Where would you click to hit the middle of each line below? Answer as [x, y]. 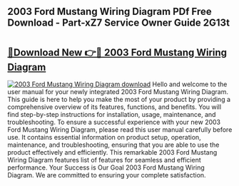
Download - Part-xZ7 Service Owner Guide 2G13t [119, 23]
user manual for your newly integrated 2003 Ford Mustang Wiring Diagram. [118, 92]
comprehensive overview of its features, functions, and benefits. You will [115, 107]
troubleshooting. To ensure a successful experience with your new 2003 [114, 122]
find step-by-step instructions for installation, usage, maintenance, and [112, 114]
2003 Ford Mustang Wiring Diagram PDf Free [110, 12]
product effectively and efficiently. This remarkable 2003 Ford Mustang [112, 152]
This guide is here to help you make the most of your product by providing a [119, 99]
